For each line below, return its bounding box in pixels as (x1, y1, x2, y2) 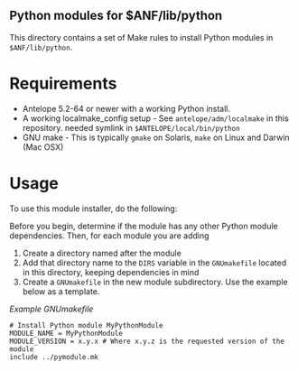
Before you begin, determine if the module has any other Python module (9, 220, 278, 231)
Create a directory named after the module (22, 247, 182, 258)
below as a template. (22, 285, 100, 297)
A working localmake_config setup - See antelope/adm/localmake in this (22, 113, 289, 124)
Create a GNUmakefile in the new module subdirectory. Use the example (22, 276, 288, 287)
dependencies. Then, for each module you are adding (9, 230, 210, 241)
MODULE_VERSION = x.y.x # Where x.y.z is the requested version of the (9, 337, 284, 346)
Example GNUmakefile (9, 303, 94, 314)
